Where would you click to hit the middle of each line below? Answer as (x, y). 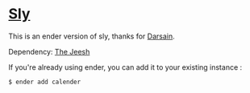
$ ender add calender (45, 82)
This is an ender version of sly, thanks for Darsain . (92, 36)
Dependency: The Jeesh (49, 51)
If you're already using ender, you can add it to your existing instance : (125, 67)
